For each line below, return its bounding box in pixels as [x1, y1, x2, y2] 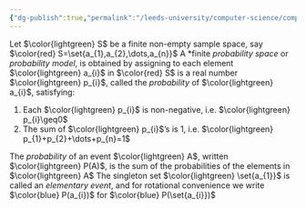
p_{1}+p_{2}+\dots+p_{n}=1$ [22, 133, 130, 144]
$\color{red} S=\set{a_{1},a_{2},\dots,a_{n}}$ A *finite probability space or [9, 47, 289, 59]
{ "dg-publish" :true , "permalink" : [9, 13, 137, 23]
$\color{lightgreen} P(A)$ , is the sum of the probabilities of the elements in [9, 160, 291, 171]
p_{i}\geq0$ [22, 114, 68, 124]
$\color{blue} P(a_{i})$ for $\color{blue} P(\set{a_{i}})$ [9, 189, 217, 200]
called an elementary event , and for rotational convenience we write [9, 179, 265, 191]
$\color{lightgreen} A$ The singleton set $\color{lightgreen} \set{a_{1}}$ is [9, 170, 291, 181]
